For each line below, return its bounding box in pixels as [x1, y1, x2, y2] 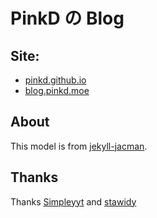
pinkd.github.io [24, 74, 87, 86]
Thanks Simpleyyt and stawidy [10, 195, 137, 208]
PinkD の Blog [10, 7, 125, 30]
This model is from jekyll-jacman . [10, 140, 148, 152]
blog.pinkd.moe [24, 85, 90, 96]
